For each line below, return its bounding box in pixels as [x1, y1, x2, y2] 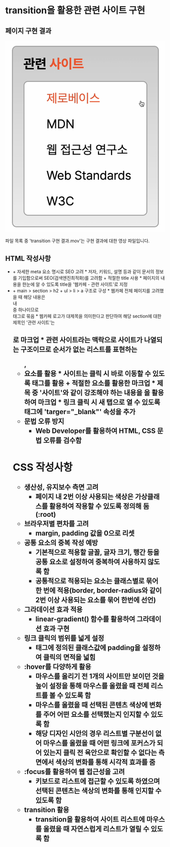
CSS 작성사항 [12, 460, 73, 474]
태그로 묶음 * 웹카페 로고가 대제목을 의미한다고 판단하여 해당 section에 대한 [12, 313, 161, 319]
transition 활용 [24, 805, 70, 814]
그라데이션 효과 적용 [24, 605, 83, 614]
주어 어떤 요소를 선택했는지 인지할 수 [43, 710, 150, 719]
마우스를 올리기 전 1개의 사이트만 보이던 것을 [35, 672, 165, 681]
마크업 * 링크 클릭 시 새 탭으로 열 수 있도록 [38, 398, 161, 407]
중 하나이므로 [12, 307, 39, 313]
